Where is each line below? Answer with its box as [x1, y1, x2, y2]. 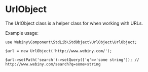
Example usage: [5, 30, 39, 36]
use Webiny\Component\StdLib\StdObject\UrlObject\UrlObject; [5, 39, 137, 45]
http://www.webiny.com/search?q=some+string [5, 61, 101, 66]
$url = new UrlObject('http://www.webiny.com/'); [5, 48, 113, 53]
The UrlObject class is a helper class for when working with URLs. [5, 20, 143, 26]
